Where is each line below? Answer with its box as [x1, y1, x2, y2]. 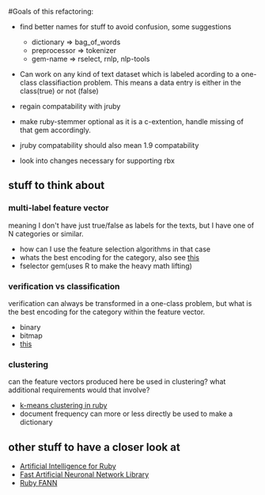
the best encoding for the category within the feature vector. [8, 307, 206, 316]
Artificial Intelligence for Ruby [19, 462, 116, 471]
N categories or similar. [8, 229, 85, 238]
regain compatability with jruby [19, 102, 121, 111]
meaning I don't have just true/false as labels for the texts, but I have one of [8, 221, 255, 230]
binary [19, 322, 41, 331]
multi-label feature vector [8, 202, 109, 213]
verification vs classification [8, 281, 120, 292]
